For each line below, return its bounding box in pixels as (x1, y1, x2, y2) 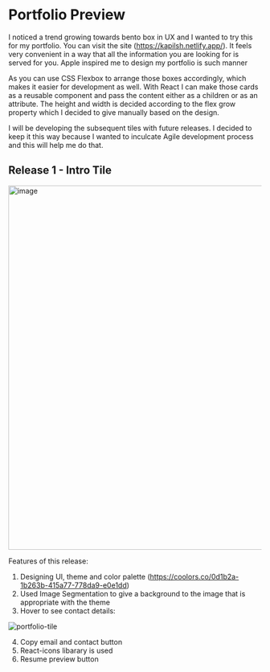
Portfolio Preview (8, 6, 126, 24)
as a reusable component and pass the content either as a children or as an (8, 90, 259, 100)
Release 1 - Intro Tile (8, 163, 112, 178)
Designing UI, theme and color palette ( (19, 572, 150, 581)
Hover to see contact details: (19, 605, 116, 616)
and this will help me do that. (8, 140, 104, 150)
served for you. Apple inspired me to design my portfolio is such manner (8, 58, 247, 68)
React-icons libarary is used (19, 645, 113, 655)
